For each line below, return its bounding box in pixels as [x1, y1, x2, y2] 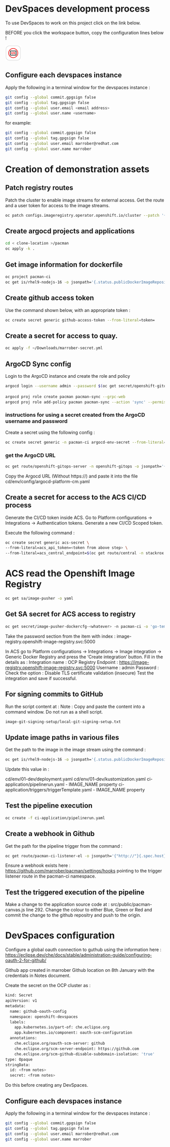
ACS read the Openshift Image [5, 568, 135, 579]
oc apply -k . [5, 246, 35, 251]
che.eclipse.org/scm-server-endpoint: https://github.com [14, 1046, 139, 1051]
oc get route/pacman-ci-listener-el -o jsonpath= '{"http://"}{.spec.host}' [5, 853, 168, 858]
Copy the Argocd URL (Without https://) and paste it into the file [5, 473, 138, 479]
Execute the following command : [5, 530, 75, 536]
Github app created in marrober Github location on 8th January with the [5, 967, 155, 973]
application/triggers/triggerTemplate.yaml [5, 787, 92, 793]
